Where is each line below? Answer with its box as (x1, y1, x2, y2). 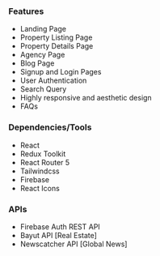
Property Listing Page (19, 32, 93, 42)
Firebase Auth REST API (19, 221, 101, 232)
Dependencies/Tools (8, 122, 92, 133)
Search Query (19, 84, 67, 94)
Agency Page (19, 50, 65, 60)
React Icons (19, 183, 61, 193)
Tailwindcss (19, 166, 60, 176)
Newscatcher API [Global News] (19, 239, 128, 249)
